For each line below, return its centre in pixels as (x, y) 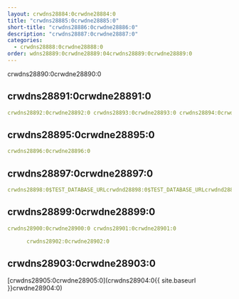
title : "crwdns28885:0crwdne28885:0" (63, 21)
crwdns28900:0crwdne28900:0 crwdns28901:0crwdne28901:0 (92, 229)
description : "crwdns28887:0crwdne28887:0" (73, 34)
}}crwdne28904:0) (35, 288)
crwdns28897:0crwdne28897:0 (80, 173)
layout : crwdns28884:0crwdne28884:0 (62, 14)
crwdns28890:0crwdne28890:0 (54, 74)
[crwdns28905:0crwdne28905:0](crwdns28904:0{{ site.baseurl (102, 280)
